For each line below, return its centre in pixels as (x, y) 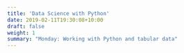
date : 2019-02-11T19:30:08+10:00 (55, 20)
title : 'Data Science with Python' (58, 13)
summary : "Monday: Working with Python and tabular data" (92, 39)
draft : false (26, 26)
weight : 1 (21, 33)
